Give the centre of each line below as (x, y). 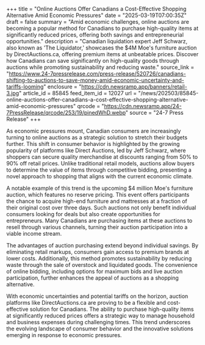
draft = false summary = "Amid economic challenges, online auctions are (98, 22)
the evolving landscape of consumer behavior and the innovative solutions (100, 329)
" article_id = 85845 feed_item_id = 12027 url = (78, 93)
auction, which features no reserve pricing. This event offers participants (98, 194)
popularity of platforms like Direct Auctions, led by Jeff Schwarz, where (96, 150)
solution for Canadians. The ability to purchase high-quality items (112, 309)
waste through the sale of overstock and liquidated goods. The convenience (102, 265)
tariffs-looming (25, 87)
